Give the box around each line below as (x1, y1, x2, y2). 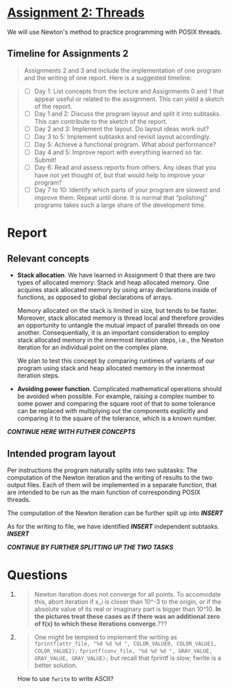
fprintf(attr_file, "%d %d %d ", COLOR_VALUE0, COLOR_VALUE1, (34, 640, 217, 647)
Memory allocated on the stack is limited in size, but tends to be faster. (17, 307, 219, 315)
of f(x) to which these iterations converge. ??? (34, 619, 168, 628)
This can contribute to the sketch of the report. (34, 117, 168, 125)
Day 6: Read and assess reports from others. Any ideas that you (34, 163, 217, 172)
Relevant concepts (7, 253, 90, 264)
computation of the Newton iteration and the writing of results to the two (7, 473, 213, 482)
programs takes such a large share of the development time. (34, 201, 206, 209)
